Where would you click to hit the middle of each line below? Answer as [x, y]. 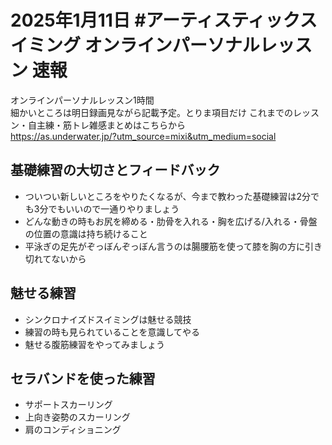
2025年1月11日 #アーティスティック [155, 20]
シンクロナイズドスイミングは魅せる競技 [108, 319]
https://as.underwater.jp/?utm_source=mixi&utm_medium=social [143, 136]
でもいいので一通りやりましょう [114, 208]
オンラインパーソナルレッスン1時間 [82, 100]
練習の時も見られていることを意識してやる [112, 332]
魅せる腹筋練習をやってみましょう [95, 344]
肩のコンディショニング [73, 430]
